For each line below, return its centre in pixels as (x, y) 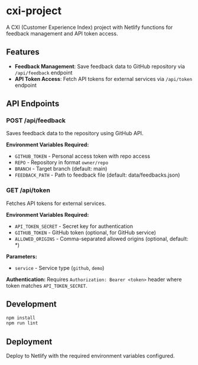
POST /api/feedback (36, 120)
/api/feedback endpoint (43, 73)
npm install (21, 318)
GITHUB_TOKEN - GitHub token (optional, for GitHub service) (85, 232)
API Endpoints (33, 104)
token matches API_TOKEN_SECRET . (47, 285)
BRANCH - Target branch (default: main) (61, 169)
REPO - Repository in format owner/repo (61, 162)
